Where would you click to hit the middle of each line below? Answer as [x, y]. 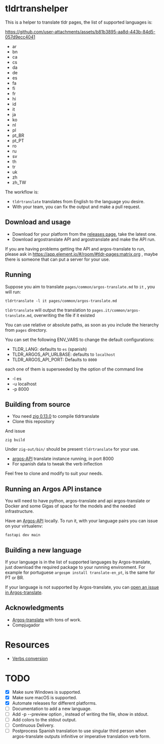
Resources [27, 645]
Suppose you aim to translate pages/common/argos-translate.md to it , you [80, 286]
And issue [15, 431]
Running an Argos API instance [53, 489]
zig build [15, 440]
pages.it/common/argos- [116, 310]
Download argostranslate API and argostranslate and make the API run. [84, 239]
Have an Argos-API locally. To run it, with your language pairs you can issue [82, 521]
